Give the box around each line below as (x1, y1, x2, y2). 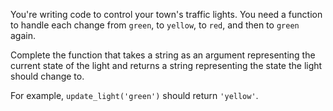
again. (10, 30, 37, 41)
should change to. (10, 70, 85, 82)
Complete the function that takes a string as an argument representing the (10, 49, 316, 61)
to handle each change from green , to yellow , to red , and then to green (10, 19, 300, 31)
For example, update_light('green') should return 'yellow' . (10, 90, 259, 101)
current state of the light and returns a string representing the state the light (10, 60, 323, 71)
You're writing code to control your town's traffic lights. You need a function (10, 9, 323, 20)
